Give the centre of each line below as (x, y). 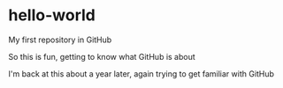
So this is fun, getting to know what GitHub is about (102, 56)
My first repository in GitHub (60, 40)
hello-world (52, 15)
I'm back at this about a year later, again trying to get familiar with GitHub (141, 73)
